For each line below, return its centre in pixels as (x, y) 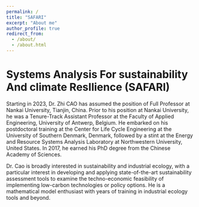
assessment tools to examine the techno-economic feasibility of (85, 178)
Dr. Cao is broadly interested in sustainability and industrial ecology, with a (98, 166)
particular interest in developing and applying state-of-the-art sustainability (99, 172)
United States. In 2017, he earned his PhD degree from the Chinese (88, 148)
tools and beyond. (28, 197)
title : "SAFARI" (26, 17)
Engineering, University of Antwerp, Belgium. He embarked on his (87, 122)
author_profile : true (33, 28)
